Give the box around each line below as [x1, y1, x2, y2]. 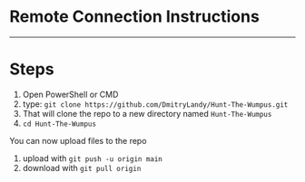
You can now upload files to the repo [9, 135, 147, 146]
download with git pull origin [22, 162, 142, 173]
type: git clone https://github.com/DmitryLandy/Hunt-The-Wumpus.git [22, 98, 289, 110]
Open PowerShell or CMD [22, 89, 119, 100]
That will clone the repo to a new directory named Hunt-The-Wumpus [22, 108, 272, 119]
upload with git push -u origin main [22, 152, 163, 164]
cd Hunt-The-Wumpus [22, 120, 97, 129]
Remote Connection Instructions [9, 6, 261, 27]
